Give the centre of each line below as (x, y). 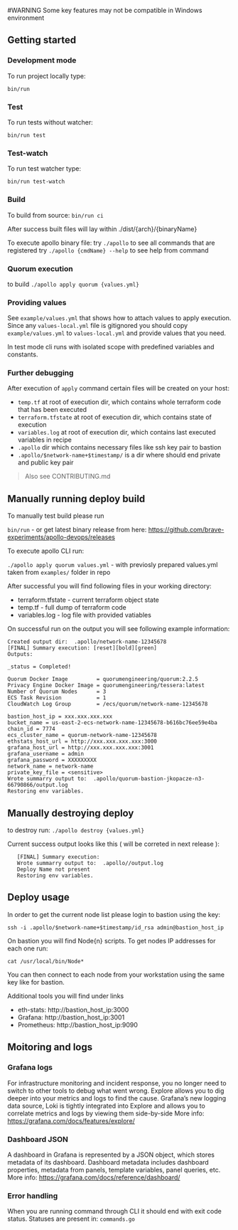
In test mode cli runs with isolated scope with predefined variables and (111, 347)
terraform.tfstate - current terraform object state (88, 600)
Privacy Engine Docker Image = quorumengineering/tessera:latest (106, 686)
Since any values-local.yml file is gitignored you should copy (98, 326)
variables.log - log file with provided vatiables (84, 615)
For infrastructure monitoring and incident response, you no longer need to (117, 1083)
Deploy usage (38, 897)
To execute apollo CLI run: (46, 551)
